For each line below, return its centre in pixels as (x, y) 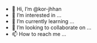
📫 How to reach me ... (39, 34)
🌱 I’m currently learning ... (43, 21)
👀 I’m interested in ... (36, 15)
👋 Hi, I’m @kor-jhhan (36, 9)
